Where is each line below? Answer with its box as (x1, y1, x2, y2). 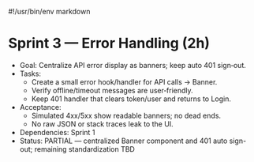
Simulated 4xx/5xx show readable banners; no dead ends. (31, 111, 222, 120)
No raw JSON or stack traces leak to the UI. (31, 119, 174, 129)
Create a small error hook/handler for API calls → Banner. (31, 77, 218, 86)
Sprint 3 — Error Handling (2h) (8, 35, 211, 52)
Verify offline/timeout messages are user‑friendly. (31, 85, 193, 95)
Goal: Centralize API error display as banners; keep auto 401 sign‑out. (19, 60, 246, 70)
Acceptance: (19, 102, 62, 111)
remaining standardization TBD (34, 144, 136, 153)
